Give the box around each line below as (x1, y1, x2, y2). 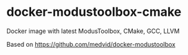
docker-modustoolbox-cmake (6, 4, 182, 20)
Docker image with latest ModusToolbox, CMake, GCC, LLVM (6, 27, 180, 35)
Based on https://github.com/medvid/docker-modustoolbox (6, 40, 176, 48)
